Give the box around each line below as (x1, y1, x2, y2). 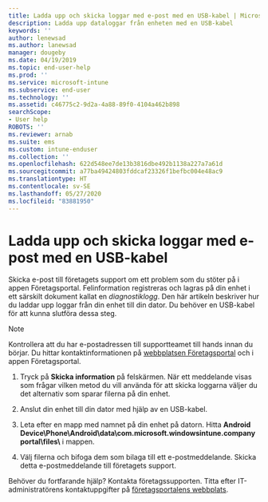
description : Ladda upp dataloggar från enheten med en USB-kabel (8, 19, 234, 27)
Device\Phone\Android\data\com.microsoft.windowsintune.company (19, 429, 256, 438)
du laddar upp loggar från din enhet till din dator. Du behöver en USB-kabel (8, 300, 255, 310)
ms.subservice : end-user (8, 85, 91, 94)
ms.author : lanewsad (8, 42, 77, 49)
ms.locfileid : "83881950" (8, 197, 94, 205)
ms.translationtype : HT (8, 175, 88, 184)
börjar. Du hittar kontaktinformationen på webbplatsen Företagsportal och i (8, 348, 254, 358)
